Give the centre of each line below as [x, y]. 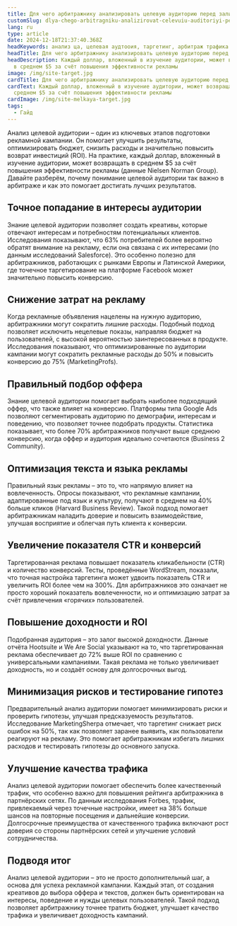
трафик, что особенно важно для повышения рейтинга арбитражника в [115, 793]
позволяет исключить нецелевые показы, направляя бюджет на [105, 332]
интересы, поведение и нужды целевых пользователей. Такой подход [114, 901]
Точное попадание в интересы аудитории [105, 208]
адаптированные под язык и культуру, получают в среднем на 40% [110, 501]
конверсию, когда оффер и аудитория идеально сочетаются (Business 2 [116, 439]
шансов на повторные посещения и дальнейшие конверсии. [99, 816]
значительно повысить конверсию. [61, 278]
